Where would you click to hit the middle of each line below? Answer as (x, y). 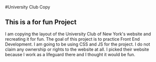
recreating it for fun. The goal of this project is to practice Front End (72, 39)
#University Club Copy (28, 7)
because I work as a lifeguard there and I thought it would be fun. (70, 54)
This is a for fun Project (41, 22)
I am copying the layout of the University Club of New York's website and (78, 34)
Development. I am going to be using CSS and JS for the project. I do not (78, 44)
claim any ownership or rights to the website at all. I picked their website (77, 49)
